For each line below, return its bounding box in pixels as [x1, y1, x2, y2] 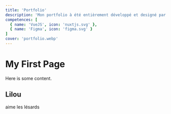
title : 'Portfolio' [5, 7, 47, 13]
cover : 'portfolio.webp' [5, 36, 58, 42]
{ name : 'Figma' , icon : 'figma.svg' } [10, 27, 93, 32]
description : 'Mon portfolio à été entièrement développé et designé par [5, 12, 166, 17]
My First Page [5, 59, 66, 70]
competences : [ [5, 17, 38, 22]
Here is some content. [5, 75, 52, 81]
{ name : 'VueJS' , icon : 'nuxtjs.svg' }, [10, 22, 97, 27]
